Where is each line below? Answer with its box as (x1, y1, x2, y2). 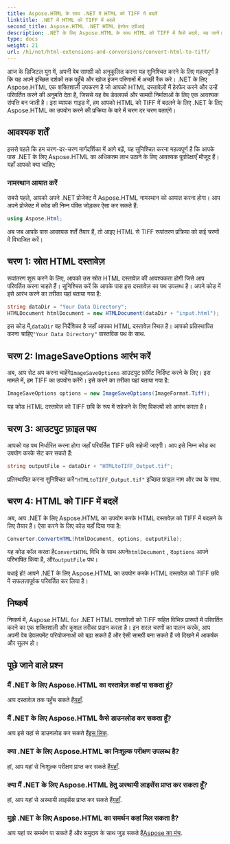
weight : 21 (7, 42, 38, 49)
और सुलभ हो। (7, 639, 39, 648)
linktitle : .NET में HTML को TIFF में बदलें (7, 17, 115, 23)
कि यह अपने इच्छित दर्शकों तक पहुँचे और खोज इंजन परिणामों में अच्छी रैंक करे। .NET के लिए (7, 75, 207, 83)
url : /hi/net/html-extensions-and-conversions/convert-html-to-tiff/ (7, 49, 211, 56)
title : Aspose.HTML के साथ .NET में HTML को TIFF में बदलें (7, 10, 158, 17)
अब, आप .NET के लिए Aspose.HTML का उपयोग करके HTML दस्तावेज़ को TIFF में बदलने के (7, 514, 223, 522)
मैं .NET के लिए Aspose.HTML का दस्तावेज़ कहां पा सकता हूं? (7, 680, 174, 690)
